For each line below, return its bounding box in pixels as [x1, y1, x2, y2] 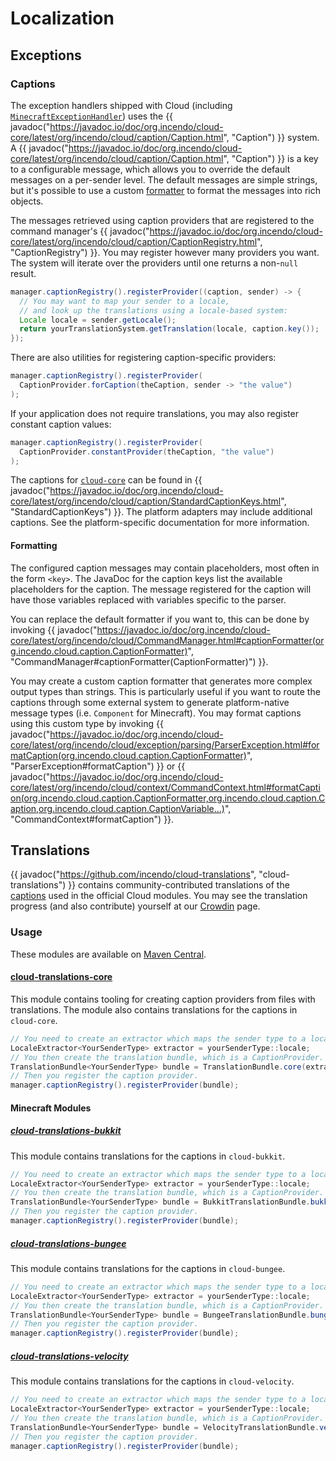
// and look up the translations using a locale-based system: [19, 305, 288, 316]
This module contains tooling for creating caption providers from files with [10, 993, 316, 1005]
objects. [10, 195, 44, 207]
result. [10, 267, 37, 279]
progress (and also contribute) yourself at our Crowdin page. [10, 900, 261, 912]
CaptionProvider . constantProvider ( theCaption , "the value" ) [19, 447, 275, 457]
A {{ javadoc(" [10, 142, 69, 154]
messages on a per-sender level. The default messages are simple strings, [10, 173, 318, 186]
